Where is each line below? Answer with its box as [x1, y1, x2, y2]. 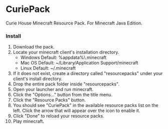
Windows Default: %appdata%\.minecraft [20, 54, 107, 60]
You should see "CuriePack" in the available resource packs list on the [13, 102, 158, 108]
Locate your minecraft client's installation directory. [13, 49, 119, 55]
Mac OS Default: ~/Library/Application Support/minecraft [20, 60, 138, 66]
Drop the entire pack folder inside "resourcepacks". [13, 81, 120, 87]
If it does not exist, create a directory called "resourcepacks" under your [13, 70, 163, 76]
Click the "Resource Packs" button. [13, 97, 86, 103]
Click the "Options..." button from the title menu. [13, 91, 112, 98]
